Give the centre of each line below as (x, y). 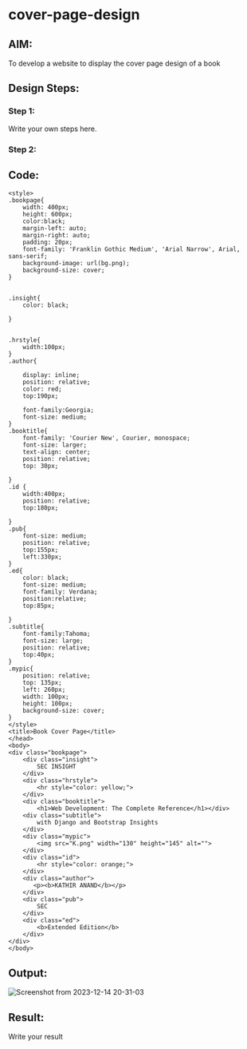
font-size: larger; (55, 445)
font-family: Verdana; (60, 592)
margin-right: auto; (57, 236)
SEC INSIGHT (57, 767)
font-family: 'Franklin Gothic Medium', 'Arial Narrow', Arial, (131, 249)
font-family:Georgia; (58, 410)
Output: (28, 973)
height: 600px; (48, 215)
